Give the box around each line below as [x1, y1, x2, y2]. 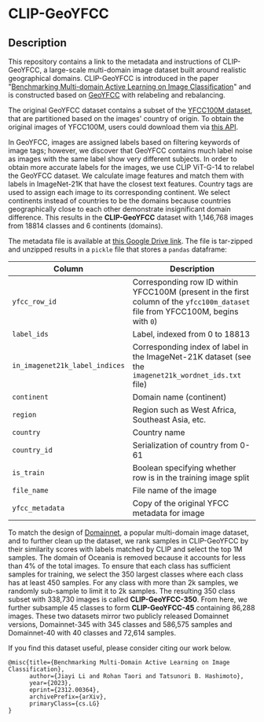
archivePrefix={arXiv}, [28, 693, 108, 701]
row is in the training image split [132, 473, 250, 483]
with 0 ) [132, 316, 158, 326]
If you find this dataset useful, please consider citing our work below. [8, 643, 232, 653]
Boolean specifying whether [132, 462, 236, 473]
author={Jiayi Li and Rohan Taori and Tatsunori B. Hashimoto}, [28, 672, 244, 680]
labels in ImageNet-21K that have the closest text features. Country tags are [8, 179, 254, 189]
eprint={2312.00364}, [28, 686, 101, 694]
